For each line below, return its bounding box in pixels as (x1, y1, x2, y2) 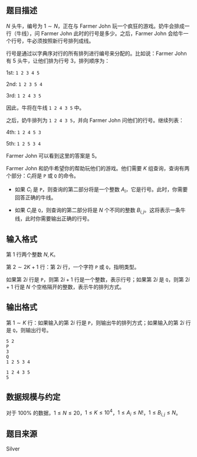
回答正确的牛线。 (14, 194, 57, 201)
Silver (6, 445, 20, 452)
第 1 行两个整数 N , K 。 (6, 251, 59, 258)
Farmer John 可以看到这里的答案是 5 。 (6, 152, 100, 159)
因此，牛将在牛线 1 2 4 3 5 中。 (6, 104, 85, 111)
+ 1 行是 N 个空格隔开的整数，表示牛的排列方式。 (6, 283, 125, 291)
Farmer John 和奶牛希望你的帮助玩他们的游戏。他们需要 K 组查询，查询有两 (6, 164, 190, 171)
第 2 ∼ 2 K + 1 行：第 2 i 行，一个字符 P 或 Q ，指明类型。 (6, 264, 140, 271)
